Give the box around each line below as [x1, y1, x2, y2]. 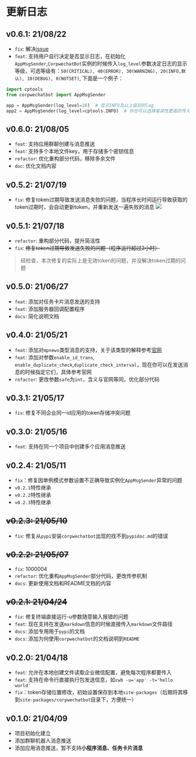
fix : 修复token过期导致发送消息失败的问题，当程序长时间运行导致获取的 [14, 196, 188, 203]
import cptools [6, 86, 43, 92]
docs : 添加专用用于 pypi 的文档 [14, 628, 85, 635]
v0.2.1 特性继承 [14, 484, 51, 491]
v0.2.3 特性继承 [14, 499, 51, 505]
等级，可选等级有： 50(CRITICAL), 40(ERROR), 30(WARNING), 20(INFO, [14, 67, 182, 74]
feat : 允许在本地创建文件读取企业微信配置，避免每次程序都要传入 [14, 669, 172, 676]
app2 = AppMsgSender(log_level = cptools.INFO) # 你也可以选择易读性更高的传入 [6, 108, 190, 114]
